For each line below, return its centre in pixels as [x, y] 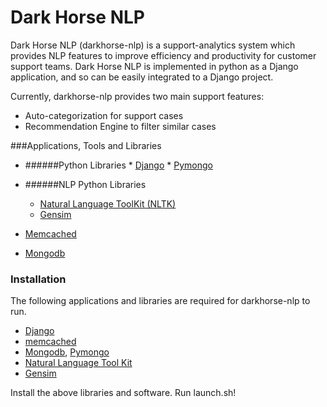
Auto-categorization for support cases [104, 115]
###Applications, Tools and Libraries [86, 145]
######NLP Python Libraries [85, 184]
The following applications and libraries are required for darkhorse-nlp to [160, 301]
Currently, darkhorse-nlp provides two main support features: [137, 96]
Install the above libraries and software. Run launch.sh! [123, 393]
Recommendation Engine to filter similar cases [120, 126]
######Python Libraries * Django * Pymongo [118, 165]
